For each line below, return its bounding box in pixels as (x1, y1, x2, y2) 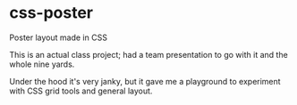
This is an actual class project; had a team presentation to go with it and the (9, 49, 288, 60)
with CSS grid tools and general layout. (9, 85, 153, 96)
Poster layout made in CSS (9, 32, 107, 43)
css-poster (9, 3, 94, 23)
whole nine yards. (9, 59, 75, 69)
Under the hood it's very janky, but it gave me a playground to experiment (9, 76, 281, 86)
